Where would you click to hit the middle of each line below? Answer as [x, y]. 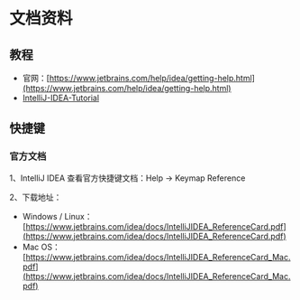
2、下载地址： [36, 197]
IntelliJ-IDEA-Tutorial [61, 98]
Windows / [42, 216]
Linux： [78, 216]
